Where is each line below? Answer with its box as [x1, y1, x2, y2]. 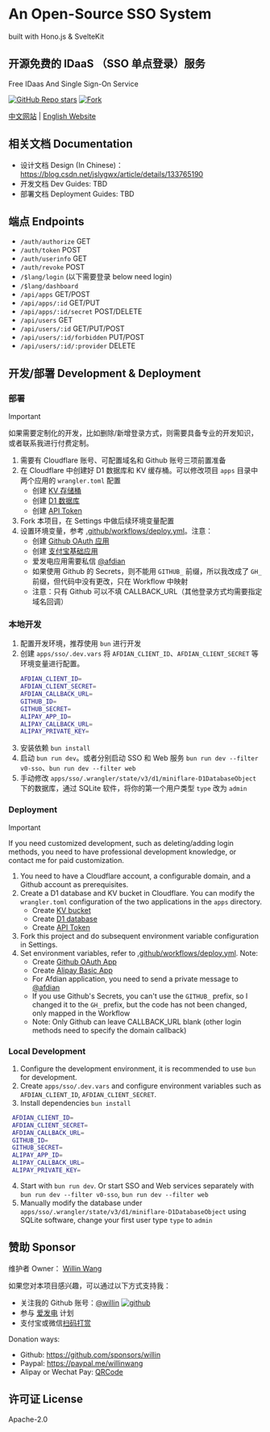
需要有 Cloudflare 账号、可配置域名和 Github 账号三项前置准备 [19, 455, 226, 465]
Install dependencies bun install [19, 1098, 131, 1107]
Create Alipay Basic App [31, 965, 113, 975]
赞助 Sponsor [8, 1241, 77, 1254]
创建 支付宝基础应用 [31, 546, 98, 556]
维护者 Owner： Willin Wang [8, 1263, 102, 1273]
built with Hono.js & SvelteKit [8, 31, 105, 41]
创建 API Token [31, 506, 82, 516]
